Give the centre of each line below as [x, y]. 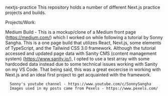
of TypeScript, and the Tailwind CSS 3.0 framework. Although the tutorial [80, 48]
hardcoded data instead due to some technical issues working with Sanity [81, 64]
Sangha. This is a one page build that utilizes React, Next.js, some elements [83, 43]
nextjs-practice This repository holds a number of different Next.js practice [83, 7]
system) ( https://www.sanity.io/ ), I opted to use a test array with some [77, 59]
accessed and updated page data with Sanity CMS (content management [81, 53]
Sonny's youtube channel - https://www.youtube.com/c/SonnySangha [80, 84]
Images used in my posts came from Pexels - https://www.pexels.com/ [84, 88]
